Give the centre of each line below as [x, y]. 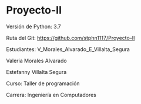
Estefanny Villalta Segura [36, 72]
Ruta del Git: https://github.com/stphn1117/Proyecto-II [70, 38]
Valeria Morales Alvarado [36, 61]
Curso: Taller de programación [43, 83]
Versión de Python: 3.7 [34, 26]
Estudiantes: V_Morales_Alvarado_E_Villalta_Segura [68, 49]
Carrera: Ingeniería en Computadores [51, 95]
